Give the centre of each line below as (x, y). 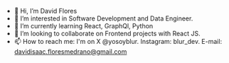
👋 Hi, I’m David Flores (46, 11)
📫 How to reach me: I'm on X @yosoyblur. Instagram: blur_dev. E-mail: (118, 41)
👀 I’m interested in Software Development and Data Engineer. (103, 18)
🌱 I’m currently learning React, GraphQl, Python (84, 26)
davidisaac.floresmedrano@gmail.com (70, 52)
